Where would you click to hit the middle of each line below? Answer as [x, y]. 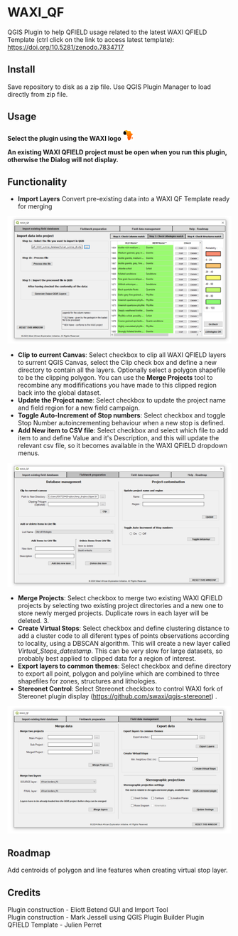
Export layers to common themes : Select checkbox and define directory [124, 666]
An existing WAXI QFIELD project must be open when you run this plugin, [117, 152]
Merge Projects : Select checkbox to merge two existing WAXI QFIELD [120, 597]
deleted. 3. [33, 620]
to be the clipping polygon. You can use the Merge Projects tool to [115, 377]
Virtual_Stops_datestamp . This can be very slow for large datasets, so [120, 651]
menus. [29, 453]
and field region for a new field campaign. [79, 408]
